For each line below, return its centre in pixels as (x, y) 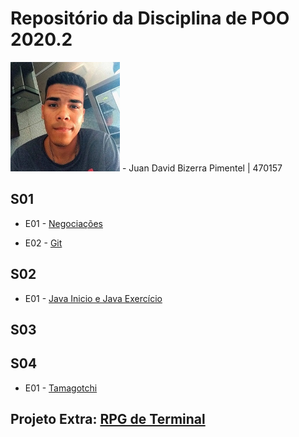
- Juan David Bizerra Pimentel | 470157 (202, 168)
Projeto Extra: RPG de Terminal (108, 419)
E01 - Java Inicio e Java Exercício (93, 298)
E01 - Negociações (63, 223)
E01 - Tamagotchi (61, 388)
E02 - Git (43, 243)
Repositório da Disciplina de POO (150, 18)
